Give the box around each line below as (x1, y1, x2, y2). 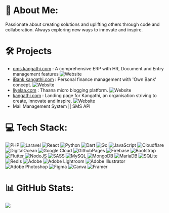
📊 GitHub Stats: (5, 182, 74, 194)
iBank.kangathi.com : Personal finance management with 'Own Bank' (12, 76, 157, 82)
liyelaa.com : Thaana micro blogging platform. (12, 87, 108, 93)
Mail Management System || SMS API (12, 103, 91, 109)
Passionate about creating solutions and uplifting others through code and (5, 21, 160, 27)
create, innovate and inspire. (12, 98, 72, 104)
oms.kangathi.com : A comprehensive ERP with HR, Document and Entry (12, 65, 164, 71)
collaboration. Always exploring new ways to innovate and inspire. (5, 26, 143, 32)
